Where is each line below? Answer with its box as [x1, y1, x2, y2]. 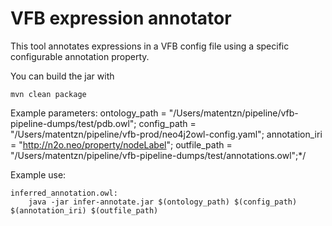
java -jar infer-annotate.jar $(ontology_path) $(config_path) [28, 197, 298, 207]
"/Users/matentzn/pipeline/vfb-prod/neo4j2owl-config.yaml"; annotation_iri [10, 128, 323, 140]
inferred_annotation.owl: [10, 188, 118, 198]
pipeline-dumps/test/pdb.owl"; [10, 117, 137, 129]
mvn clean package [10, 89, 87, 99]
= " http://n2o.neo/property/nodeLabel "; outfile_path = [10, 138, 233, 151]
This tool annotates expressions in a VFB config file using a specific [10, 40, 290, 52]
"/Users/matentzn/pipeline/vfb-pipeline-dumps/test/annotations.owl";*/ [10, 149, 307, 161]
